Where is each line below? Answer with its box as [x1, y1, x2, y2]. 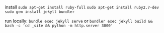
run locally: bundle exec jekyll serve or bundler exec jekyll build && [5, 18, 153, 24]
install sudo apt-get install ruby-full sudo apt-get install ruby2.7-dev [5, 4, 159, 10]
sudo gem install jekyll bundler [5, 9, 75, 14]
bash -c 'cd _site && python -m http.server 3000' [5, 23, 113, 28]
